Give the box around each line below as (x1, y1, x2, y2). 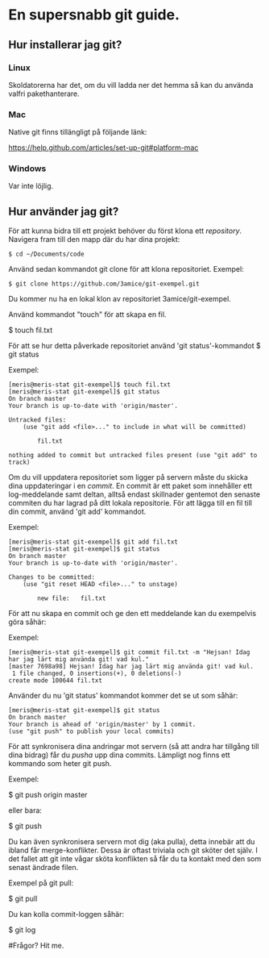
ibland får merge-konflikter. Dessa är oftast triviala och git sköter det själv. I (8, 845, 258, 856)
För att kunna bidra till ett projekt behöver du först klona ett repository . (8, 226, 242, 235)
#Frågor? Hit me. (8, 941, 64, 951)
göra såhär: (8, 617, 47, 627)
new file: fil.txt (37, 594, 106, 602)
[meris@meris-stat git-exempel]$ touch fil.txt (8, 381, 172, 389)
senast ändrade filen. (8, 863, 79, 873)
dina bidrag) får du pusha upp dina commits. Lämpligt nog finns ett (8, 750, 231, 760)
